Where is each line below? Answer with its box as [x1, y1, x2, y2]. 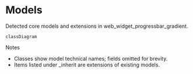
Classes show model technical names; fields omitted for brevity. [13, 55, 168, 62]
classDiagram [5, 34, 37, 39]
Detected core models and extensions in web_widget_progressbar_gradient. [5, 23, 188, 29]
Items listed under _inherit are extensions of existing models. [13, 61, 160, 68]
